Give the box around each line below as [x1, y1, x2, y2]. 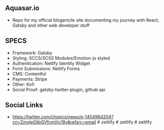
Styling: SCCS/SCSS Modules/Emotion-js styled [12, 55, 110, 61]
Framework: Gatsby [12, 49, 53, 56]
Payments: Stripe [12, 76, 47, 82]
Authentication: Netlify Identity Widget [12, 60, 90, 66]
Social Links [5, 101, 43, 109]
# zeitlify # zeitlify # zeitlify [97, 119, 152, 125]
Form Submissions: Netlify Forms [12, 65, 80, 71]
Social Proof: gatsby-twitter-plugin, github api [12, 87, 105, 92]
